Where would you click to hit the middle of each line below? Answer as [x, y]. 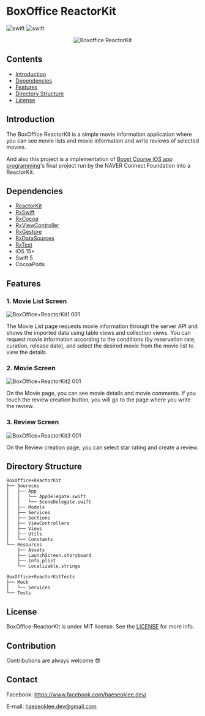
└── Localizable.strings [49, 566]
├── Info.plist [37, 561]
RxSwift [25, 212]
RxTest [24, 245]
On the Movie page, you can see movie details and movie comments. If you [101, 393]
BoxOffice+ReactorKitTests [41, 577]
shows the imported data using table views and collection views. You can [99, 333]
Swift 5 [24, 258]
